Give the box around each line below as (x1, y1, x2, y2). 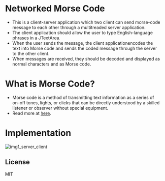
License (5, 158, 30, 166)
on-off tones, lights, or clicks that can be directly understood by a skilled (12, 99, 160, 106)
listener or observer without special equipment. (12, 105, 108, 111)
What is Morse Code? (5, 78, 95, 90)
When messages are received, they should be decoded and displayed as (12, 56, 160, 61)
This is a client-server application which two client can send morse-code (12, 19, 161, 25)
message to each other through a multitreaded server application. (12, 24, 146, 30)
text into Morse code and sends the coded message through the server (12, 45, 157, 51)
